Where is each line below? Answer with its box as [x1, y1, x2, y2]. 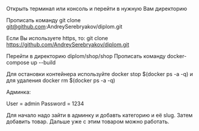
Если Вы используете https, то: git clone [6, 35, 108, 41]
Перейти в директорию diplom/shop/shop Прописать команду [6, 53, 166, 59]
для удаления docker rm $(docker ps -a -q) [6, 77, 115, 84]
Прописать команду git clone [6, 17, 81, 23]
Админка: [6, 89, 31, 95]
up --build [31, 59, 56, 66]
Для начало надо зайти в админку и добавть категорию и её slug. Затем [6, 112, 193, 118]
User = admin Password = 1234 [6, 100, 84, 107]
